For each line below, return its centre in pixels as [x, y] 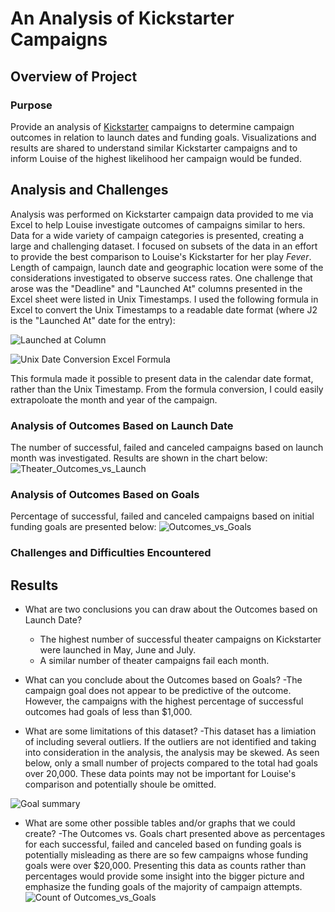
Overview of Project [74, 76]
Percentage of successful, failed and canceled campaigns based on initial [162, 516]
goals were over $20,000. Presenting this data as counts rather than [165, 866]
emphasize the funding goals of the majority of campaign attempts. [163, 887]
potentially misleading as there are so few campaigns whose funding [166, 855]
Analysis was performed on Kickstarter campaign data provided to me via [162, 214]
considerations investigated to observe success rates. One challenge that [161, 278]
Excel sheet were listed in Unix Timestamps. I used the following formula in [164, 299]
